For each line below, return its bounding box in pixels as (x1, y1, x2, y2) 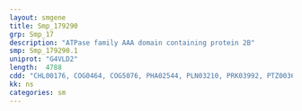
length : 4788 (9, 64, 63, 73)
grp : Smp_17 (9, 30, 54, 38)
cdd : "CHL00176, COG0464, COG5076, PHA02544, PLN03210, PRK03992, (9, 72, 263, 81)
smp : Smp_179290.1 (9, 47, 78, 55)
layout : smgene (9, 13, 67, 22)
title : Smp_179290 (9, 21, 78, 30)
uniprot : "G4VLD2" (9, 55, 78, 64)
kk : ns (9, 80, 34, 89)
